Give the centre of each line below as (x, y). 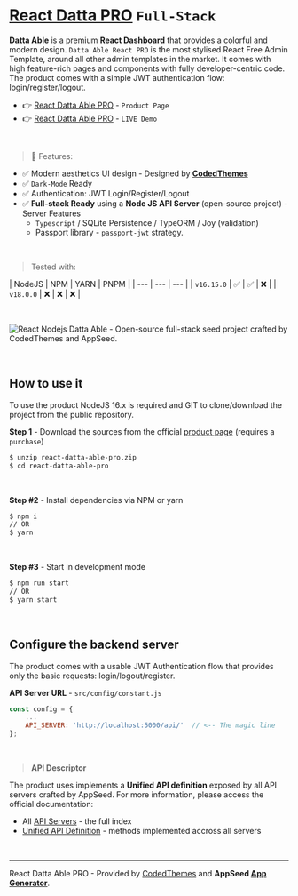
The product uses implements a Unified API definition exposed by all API (143, 785)
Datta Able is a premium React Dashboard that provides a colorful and (138, 40)
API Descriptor (59, 768)
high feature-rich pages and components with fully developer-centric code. (147, 68)
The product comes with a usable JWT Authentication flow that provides (141, 666)
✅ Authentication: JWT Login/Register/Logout (106, 193)
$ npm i (24, 516)
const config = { (41, 709)
